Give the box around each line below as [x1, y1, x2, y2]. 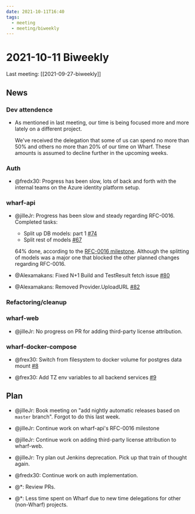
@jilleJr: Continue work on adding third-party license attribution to [14, 436, 177, 443]
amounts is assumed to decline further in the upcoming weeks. [14, 149, 168, 156]
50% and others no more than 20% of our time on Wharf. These [14, 143, 171, 150]
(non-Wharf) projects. [14, 501, 68, 508]
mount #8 [14, 362, 39, 369]
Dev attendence [6, 105, 53, 113]
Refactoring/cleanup [6, 298, 67, 306]
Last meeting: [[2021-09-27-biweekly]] [6, 71, 102, 78]
